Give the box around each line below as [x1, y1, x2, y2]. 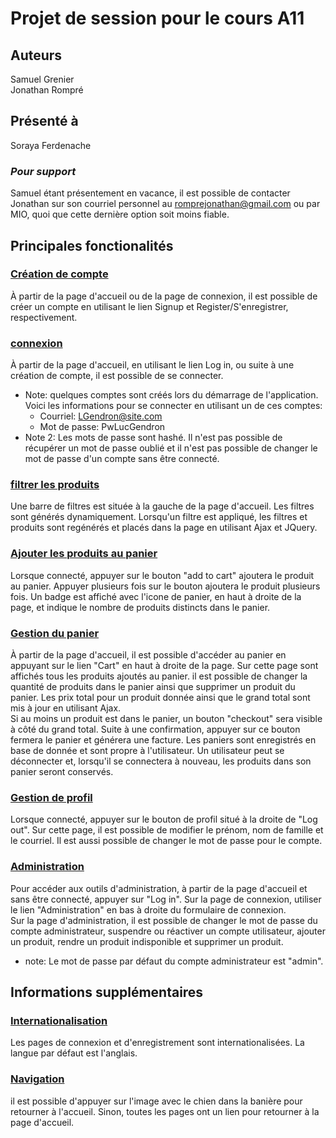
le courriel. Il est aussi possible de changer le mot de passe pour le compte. [10, 835, 323, 847]
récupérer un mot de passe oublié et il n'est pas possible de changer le [24, 442, 318, 454]
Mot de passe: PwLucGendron [39, 421, 166, 433]
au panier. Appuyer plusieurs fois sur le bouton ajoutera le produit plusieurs [10, 580, 321, 592]
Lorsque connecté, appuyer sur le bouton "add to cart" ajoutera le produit [10, 569, 315, 581]
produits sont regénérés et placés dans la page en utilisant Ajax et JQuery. [10, 522, 318, 534]
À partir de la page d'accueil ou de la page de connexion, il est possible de [10, 290, 318, 302]
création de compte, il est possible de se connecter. [10, 370, 224, 382]
